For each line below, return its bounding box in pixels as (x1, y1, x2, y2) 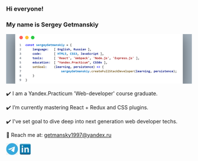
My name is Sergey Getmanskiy (6, 20, 99, 28)
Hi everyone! (6, 5, 44, 13)
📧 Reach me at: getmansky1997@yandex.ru (6, 131, 112, 138)
